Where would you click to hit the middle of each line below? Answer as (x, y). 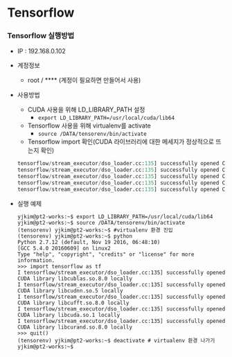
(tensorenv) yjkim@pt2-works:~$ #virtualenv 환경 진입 (95, 230)
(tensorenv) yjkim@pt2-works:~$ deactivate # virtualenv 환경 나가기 (116, 340)
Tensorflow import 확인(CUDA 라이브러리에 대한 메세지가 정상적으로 (121, 142)
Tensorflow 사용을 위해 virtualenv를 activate (89, 125)
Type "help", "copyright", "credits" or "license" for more (106, 254)
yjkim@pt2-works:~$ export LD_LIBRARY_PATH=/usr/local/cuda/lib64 (115, 216)
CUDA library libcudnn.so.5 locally (70, 290)
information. (36, 260)
